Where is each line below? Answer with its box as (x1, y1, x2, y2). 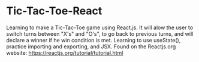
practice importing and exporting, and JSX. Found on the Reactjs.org (6, 43, 176, 50)
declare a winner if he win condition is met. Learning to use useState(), (6, 36, 181, 44)
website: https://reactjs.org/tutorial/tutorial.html (6, 49, 123, 56)
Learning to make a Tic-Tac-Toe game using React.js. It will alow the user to (6, 24, 194, 31)
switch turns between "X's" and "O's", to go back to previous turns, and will (6, 30, 194, 37)
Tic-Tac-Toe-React (6, 4, 102, 18)
